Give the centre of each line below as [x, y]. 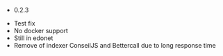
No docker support [41, 31]
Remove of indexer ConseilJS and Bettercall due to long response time [115, 45]
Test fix [25, 23]
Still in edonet [33, 38]
